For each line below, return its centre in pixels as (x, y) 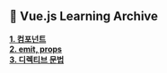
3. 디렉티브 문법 (37, 60)
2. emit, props (36, 49)
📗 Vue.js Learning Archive (84, 16)
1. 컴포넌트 (28, 39)
